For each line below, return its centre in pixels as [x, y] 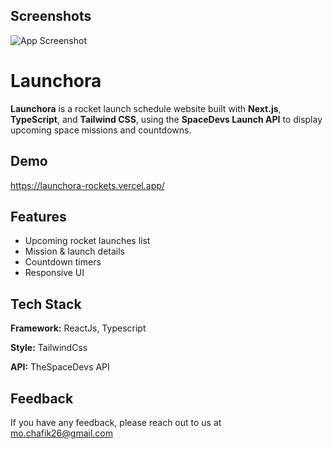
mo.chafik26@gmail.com [62, 433]
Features [38, 216]
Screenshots [51, 16]
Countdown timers [63, 262]
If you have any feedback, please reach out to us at [116, 422]
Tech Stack [46, 304]
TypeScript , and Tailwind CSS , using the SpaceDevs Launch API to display [166, 119]
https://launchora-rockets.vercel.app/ [87, 185]
